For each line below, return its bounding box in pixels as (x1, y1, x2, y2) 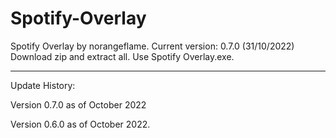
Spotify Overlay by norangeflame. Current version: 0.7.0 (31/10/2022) (10, 40, 295, 52)
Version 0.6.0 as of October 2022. (10, 118, 151, 130)
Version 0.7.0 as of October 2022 (10, 98, 147, 111)
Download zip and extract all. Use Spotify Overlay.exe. (10, 50, 235, 62)
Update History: (10, 79, 76, 91)
